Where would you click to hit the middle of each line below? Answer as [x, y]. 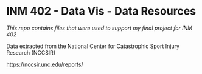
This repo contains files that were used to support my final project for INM [99, 28]
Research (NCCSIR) [31, 52]
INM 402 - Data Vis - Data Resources [101, 11]
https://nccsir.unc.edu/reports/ [45, 64]
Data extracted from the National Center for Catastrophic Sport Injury [93, 46]
